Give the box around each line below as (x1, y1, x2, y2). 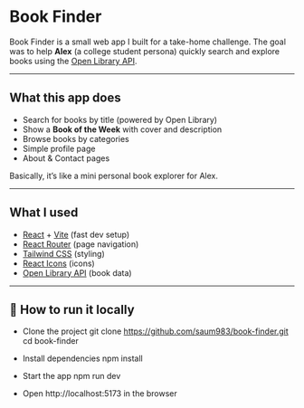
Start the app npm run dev (22, 371, 121, 382)
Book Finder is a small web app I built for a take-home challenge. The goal (9, 36, 287, 47)
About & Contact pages (22, 152, 110, 164)
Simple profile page (22, 143, 96, 154)
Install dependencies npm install (22, 353, 143, 364)
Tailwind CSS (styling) (22, 248, 106, 259)
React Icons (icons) (22, 258, 95, 269)
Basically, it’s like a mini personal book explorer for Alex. (9, 170, 219, 181)
